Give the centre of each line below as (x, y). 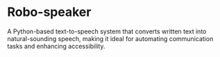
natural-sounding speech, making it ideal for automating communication (110, 38)
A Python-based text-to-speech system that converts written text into (107, 31)
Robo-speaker (49, 12)
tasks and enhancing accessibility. (56, 46)
